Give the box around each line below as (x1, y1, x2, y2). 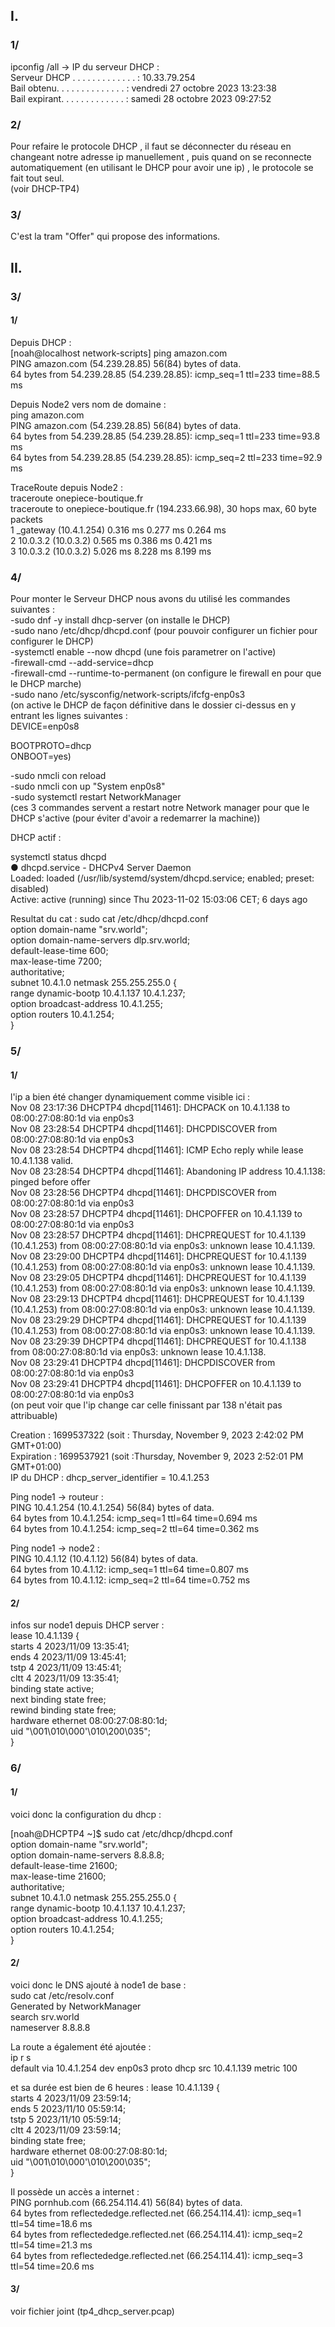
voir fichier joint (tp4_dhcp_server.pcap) (10, 2305, 175, 2317)
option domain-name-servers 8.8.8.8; (10, 1849, 165, 1861)
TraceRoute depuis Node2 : (10, 481, 124, 493)
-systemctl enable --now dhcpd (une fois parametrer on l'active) (10, 646, 277, 658)
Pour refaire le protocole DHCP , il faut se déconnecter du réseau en (10, 140, 292, 152)
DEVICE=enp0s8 (10, 720, 80, 733)
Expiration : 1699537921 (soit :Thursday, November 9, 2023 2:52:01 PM (10, 1450, 304, 1463)
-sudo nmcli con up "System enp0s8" (10, 780, 166, 793)
